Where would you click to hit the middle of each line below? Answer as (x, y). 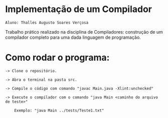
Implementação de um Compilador (78, 9)
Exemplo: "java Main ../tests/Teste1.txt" (59, 110)
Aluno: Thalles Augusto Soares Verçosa (47, 23)
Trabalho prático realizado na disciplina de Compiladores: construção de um (84, 32)
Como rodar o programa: (57, 57)
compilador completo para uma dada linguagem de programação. (73, 37)
